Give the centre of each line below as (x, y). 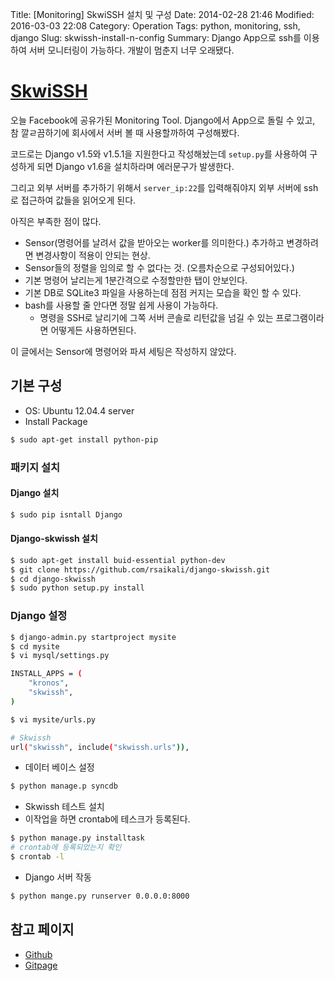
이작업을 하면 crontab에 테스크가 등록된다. (107, 819)
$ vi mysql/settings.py (60, 656)
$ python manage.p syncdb (64, 786)
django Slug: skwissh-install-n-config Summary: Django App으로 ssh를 (156, 37)
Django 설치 (35, 493)
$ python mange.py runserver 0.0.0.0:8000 (100, 896)
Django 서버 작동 (58, 877)
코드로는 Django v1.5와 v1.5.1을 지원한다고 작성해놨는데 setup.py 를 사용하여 (159, 154)
